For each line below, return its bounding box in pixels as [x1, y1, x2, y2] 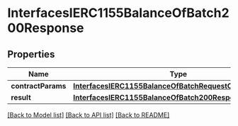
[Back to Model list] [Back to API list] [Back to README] [7, 111, 170, 119]
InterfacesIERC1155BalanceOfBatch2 [7, 5, 229, 21]
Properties [7, 48, 55, 60]
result [11, 93, 32, 102]
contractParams [11, 81, 67, 91]
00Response [7, 20, 84, 36]
